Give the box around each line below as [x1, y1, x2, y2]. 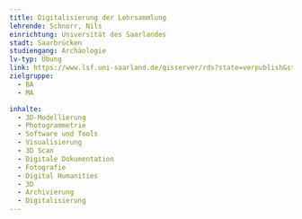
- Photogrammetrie [17, 121, 87, 130]
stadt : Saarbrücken [9, 38, 83, 48]
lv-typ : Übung [9, 55, 63, 64]
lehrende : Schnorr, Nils [9, 22, 102, 31]
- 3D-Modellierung [17, 113, 87, 122]
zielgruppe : [9, 72, 54, 81]
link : [9, 64, 30, 73]
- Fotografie [17, 162, 67, 171]
